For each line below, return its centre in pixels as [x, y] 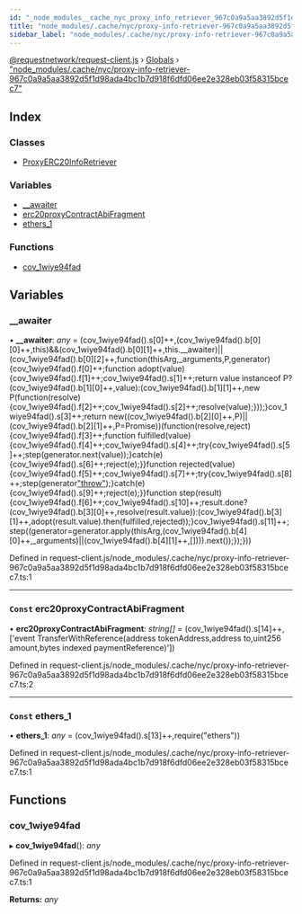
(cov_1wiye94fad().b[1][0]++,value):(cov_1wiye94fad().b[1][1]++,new [135, 388]
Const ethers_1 [40, 715]
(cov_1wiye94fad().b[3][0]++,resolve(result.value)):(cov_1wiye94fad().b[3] [146, 512]
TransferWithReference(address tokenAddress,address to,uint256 [159, 638]
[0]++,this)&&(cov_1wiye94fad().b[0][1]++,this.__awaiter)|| [116, 350]
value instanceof [250, 378]
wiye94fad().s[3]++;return [58, 417]
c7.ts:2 [22, 684]
